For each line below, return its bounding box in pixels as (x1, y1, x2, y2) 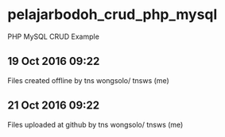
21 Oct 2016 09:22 (7, 99, 100, 112)
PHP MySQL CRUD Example (7, 32, 100, 41)
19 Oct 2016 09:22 (7, 55, 100, 68)
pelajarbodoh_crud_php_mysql (7, 6, 218, 24)
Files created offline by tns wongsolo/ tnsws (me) (7, 75, 170, 85)
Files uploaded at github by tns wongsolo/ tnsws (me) (7, 120, 184, 129)
